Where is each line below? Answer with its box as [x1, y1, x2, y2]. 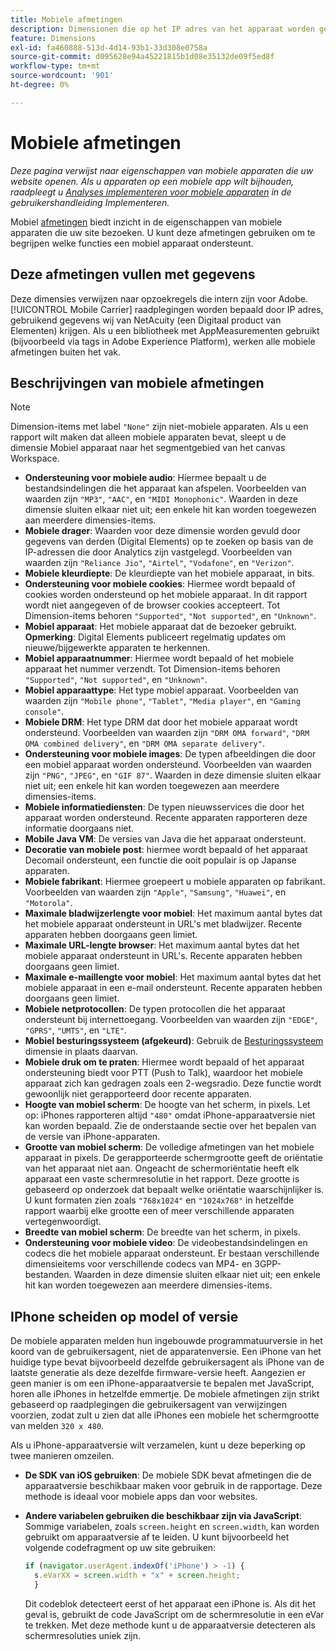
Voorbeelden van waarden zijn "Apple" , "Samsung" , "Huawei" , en [24, 886, 287, 898]
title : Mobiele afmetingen [10, 14, 123, 25]
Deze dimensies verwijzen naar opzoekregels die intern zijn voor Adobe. [10, 292, 309, 305]
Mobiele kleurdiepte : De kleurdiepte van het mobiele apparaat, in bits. [24, 567, 315, 580]
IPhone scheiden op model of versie [10, 1308, 239, 1325]
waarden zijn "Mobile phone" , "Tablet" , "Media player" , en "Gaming [24, 695, 301, 707]
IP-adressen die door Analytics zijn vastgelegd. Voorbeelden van [24, 546, 293, 558]
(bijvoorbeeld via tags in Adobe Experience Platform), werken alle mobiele [10, 335, 316, 347]
